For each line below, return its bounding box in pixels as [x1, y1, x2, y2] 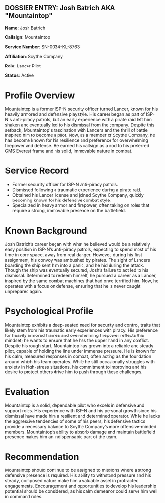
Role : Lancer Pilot [5, 63, 41, 68]
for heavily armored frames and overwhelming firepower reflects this [5, 332, 144, 338]
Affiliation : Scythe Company [5, 53, 63, 59]
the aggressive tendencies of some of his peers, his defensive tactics [5, 418, 146, 424]
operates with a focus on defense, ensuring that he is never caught [5, 283, 141, 289]
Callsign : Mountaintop [5, 34, 51, 40]
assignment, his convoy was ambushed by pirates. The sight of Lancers [5, 257, 151, 263]
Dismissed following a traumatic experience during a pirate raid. [12, 187, 141, 193]
